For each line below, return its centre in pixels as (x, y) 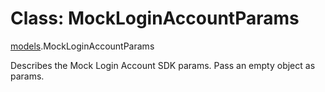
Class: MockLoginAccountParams (155, 18)
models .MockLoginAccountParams (82, 46)
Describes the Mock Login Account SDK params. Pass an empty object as (163, 65)
